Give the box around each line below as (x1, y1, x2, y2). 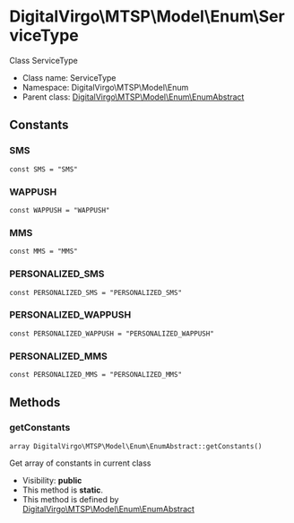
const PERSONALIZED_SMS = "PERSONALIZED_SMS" (9, 288, 182, 297)
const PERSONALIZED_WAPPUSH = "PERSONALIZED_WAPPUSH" (9, 329, 215, 338)
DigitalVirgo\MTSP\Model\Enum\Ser (9, 6, 285, 27)
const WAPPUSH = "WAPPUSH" (9, 205, 110, 214)
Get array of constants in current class (9, 458, 151, 468)
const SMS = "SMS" (9, 164, 78, 174)
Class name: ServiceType (22, 72, 117, 83)
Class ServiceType (9, 55, 78, 65)
